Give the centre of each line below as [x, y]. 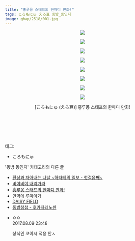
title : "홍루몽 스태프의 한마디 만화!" [40, 10]
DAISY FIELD [25, 202]
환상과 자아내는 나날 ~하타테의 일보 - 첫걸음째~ [57, 178]
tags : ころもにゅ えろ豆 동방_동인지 [38, 14]
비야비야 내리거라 [29, 184]
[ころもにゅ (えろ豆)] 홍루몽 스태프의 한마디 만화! [82, 107]
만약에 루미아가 [27, 196]
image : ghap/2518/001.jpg [31, 19]
